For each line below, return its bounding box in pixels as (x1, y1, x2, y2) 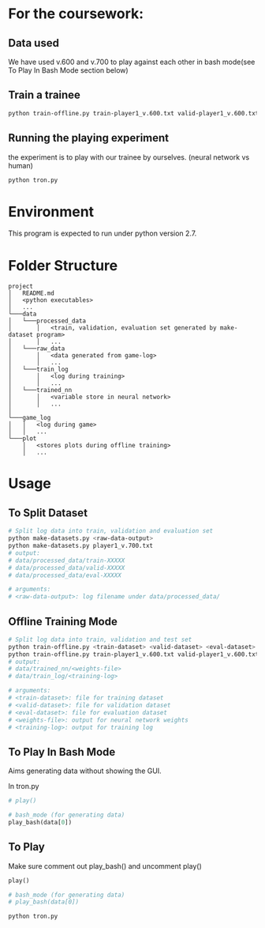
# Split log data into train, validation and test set (8, 636, 192, 643)
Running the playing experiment (8, 131, 170, 145)
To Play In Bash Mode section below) (8, 66, 129, 75)
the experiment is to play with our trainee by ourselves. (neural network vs (8, 152, 250, 162)
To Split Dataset (8, 506, 88, 519)
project (8, 282, 34, 291)
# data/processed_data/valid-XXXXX (8, 564, 125, 572)
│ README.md (8, 289, 55, 297)
